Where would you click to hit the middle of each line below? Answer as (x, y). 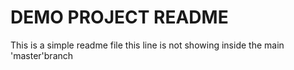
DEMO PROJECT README (119, 17)
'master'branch (42, 55)
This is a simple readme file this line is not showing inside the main (147, 45)
